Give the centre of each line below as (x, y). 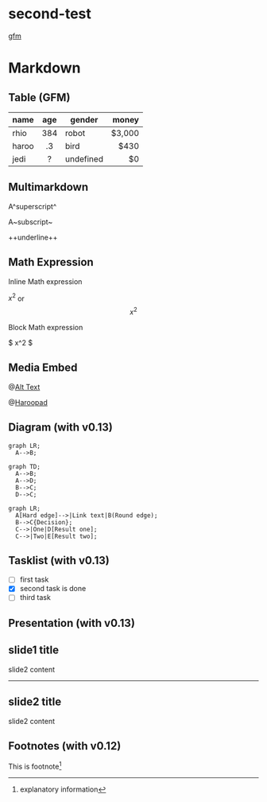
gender (84, 119)
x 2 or (17, 298)
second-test (50, 14)
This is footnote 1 (35, 766)
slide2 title (35, 702)
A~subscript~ (31, 222)
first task (34, 580)
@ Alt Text (24, 387)
